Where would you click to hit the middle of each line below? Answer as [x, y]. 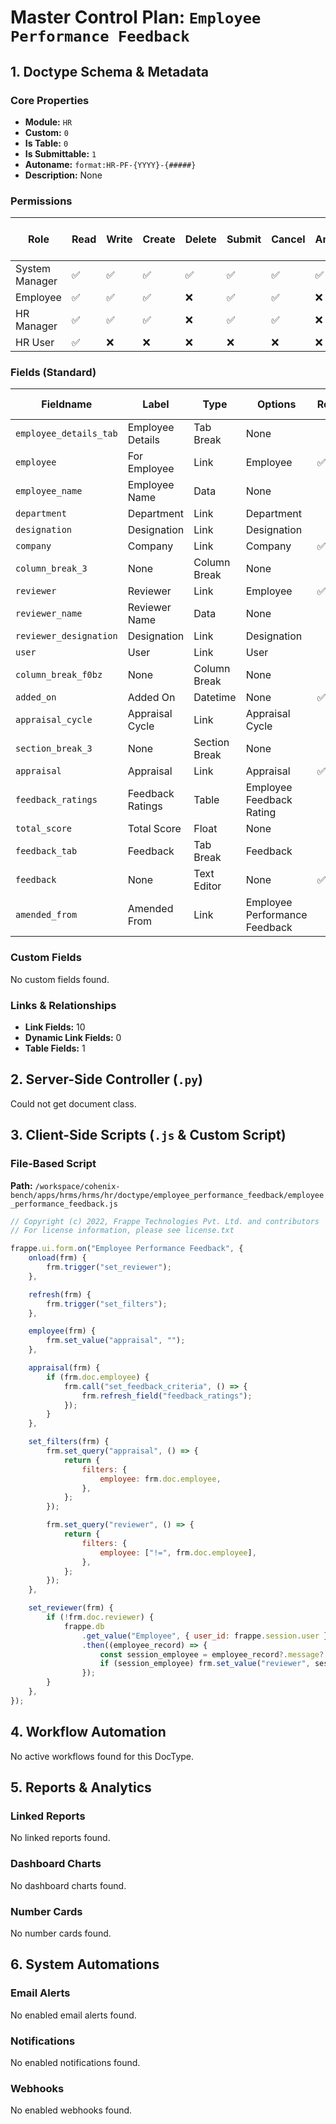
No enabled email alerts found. [73, 2015]
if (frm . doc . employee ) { [98, 1377]
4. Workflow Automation [88, 1732]
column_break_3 [51, 569]
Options [277, 404]
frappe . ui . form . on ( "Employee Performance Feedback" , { [127, 1249]
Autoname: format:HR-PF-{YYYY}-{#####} [110, 164]
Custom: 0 [46, 132]
